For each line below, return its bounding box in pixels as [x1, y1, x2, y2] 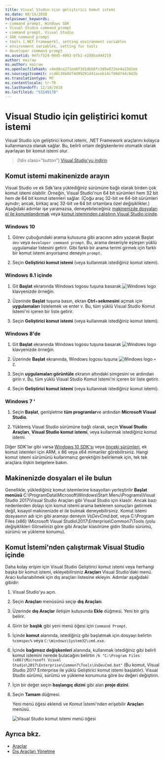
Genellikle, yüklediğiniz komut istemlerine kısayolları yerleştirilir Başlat [5, 487, 147, 493]
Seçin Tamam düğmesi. [12, 691, 61, 697]
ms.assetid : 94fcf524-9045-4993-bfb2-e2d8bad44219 [5, 53, 111, 58]
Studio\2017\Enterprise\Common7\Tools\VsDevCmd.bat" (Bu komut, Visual [12, 662, 160, 667]
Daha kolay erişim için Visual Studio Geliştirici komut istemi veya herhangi [5, 564, 154, 569]
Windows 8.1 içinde [5, 272, 53, 279]
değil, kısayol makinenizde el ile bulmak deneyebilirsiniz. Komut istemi [5, 508, 147, 514]
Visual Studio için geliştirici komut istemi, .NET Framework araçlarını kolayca [5, 137, 160, 143]
